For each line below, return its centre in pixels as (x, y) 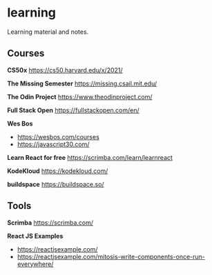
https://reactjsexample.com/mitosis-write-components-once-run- (111, 256)
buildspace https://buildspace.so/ (56, 184)
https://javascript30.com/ (53, 144)
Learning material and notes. (48, 32)
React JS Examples (35, 236)
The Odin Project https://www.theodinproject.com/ (80, 96)
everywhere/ (35, 264)
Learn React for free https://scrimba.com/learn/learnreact (90, 157)
